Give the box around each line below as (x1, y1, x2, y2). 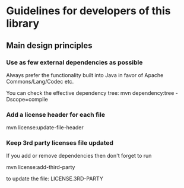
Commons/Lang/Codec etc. (6, 78, 74, 85)
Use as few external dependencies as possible (6, 58, 143, 66)
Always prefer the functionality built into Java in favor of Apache (6, 71, 164, 78)
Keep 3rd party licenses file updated (6, 139, 114, 147)
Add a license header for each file (6, 110, 106, 119)
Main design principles (6, 40, 93, 50)
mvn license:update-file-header (6, 124, 84, 131)
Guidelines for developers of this (6, 4, 171, 18)
